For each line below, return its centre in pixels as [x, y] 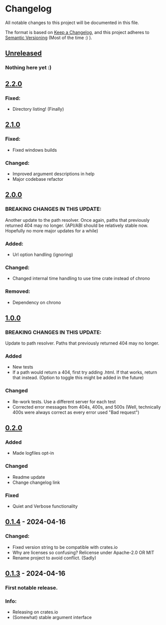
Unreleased [24, 53]
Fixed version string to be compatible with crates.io [65, 547]
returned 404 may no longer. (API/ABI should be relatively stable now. [77, 225]
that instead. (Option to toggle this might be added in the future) [78, 378]
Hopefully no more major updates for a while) [52, 230]
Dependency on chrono [37, 302]
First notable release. [32, 588]
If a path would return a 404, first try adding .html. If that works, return [84, 372]
